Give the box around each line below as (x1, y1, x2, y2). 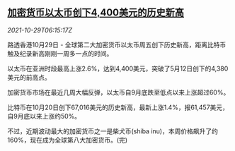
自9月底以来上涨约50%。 (7, 111, 81, 120)
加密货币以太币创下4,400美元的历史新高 (7, 6, 185, 19)
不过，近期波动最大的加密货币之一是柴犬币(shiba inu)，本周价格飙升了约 (7, 126, 218, 135)
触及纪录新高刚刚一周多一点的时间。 (7, 49, 113, 58)
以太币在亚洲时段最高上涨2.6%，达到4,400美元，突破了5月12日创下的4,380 (7, 64, 229, 73)
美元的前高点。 (7, 73, 51, 81)
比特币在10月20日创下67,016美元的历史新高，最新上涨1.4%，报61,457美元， (7, 103, 229, 111)
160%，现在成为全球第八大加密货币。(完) (7, 135, 128, 144)
